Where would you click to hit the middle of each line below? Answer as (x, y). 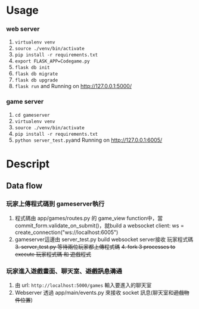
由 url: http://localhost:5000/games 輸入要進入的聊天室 (83, 285)
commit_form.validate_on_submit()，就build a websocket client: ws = (99, 225)
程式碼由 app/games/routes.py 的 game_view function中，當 (88, 218)
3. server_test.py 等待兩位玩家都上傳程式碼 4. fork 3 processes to (95, 246)
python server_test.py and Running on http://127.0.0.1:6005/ (88, 140)
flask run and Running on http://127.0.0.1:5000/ (73, 86)
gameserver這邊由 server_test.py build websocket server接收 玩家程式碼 (104, 239)
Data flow (24, 186)
